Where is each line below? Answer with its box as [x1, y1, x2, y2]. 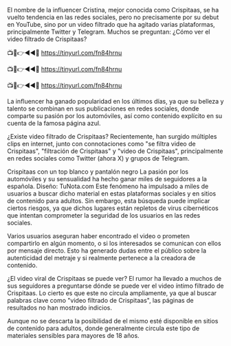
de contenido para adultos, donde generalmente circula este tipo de [7, 324, 200, 332]
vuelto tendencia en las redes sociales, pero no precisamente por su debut [7, 13, 219, 21]
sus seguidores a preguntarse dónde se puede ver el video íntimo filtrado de [7, 281, 224, 290]
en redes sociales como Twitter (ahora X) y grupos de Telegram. [7, 154, 190, 162]
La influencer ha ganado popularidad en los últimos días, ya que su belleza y [7, 97, 224, 105]
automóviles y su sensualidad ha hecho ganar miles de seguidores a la [7, 175, 208, 183]
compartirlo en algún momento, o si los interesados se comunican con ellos [7, 240, 221, 247]
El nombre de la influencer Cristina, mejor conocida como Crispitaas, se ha [7, 6, 219, 14]
